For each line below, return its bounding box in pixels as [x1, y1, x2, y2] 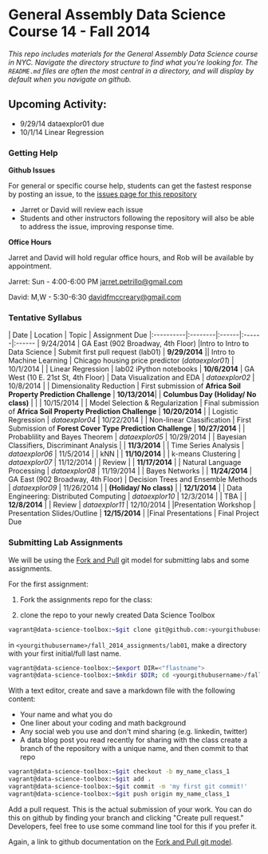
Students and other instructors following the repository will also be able [19, 213, 255, 223]
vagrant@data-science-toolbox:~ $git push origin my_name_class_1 [8, 789, 230, 798]
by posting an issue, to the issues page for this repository [8, 189, 197, 199]
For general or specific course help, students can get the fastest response [8, 181, 252, 191]
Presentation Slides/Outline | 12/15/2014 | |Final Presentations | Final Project [8, 509, 259, 518]
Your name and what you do [19, 709, 113, 720]
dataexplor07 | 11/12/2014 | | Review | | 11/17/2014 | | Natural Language [8, 458, 242, 467]
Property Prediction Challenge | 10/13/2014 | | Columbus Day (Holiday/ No [8, 390, 257, 399]
